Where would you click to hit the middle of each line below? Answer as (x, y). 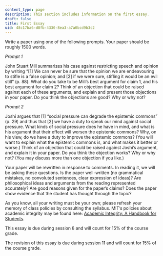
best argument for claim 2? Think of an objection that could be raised (74, 87)
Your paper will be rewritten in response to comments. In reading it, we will (80, 168)
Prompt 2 (14, 107)
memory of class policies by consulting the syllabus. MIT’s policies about (79, 208)
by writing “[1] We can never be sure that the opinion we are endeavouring (80, 71)
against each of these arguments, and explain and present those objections (81, 92)
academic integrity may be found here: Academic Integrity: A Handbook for (81, 213)
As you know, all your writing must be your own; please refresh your (73, 203)
